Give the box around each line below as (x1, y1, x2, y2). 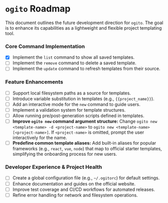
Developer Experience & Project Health (5, 164, 102, 171)
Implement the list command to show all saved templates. (12, 54, 135, 60)
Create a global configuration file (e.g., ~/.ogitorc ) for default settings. (12, 175, 160, 181)
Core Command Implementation (5, 43, 85, 50)
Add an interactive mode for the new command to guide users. (12, 101, 141, 107)
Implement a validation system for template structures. (12, 107, 126, 113)
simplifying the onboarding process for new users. (12, 151, 117, 157)
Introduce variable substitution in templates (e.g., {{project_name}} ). (12, 95, 154, 101)
